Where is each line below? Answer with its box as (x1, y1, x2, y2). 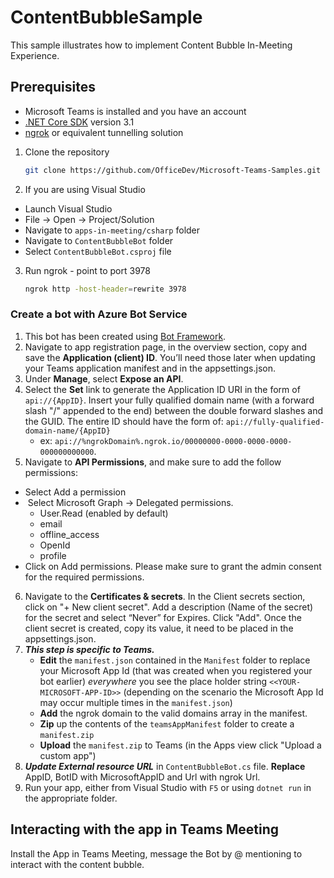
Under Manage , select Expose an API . (24, 372, 184, 385)
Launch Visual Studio (24, 202, 113, 215)
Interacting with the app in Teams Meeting (10, 821, 279, 838)
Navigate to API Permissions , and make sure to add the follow (24, 456, 282, 468)
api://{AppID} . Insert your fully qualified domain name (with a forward (24, 394, 315, 406)
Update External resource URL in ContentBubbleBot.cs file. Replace (24, 760, 306, 772)
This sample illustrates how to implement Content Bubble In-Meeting (10, 39, 293, 51)
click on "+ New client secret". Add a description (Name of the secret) (24, 601, 314, 613)
